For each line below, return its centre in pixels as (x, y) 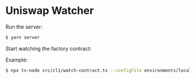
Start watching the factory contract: (49, 48)
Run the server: (24, 27)
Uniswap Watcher (50, 11)
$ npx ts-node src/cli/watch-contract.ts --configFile (74, 70)
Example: (17, 60)
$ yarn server (23, 37)
